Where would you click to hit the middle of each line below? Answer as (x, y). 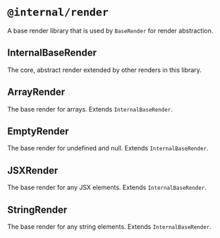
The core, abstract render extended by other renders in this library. (105, 70)
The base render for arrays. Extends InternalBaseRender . (90, 109)
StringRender (37, 209)
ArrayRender (36, 92)
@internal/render (58, 12)
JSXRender (33, 171)
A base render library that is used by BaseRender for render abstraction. (110, 30)
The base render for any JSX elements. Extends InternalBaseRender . (107, 188)
